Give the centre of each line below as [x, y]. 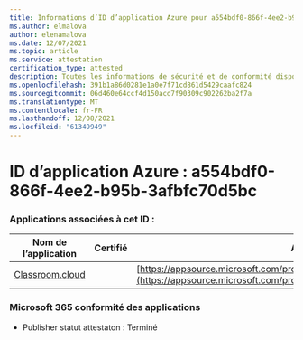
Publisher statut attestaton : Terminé [90, 327]
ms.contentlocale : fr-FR [56, 110]
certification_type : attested [66, 69]
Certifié [111, 248]
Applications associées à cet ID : [82, 220]
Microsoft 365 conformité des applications [105, 307]
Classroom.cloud [50, 275]
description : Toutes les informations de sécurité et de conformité [141, 77]
